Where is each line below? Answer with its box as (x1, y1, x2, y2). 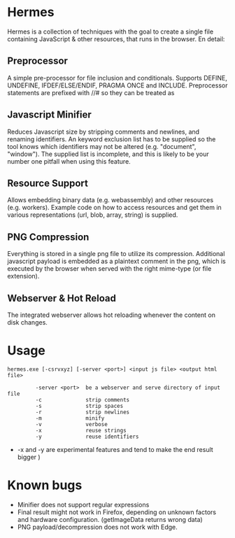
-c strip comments (35, 396, 130, 403)
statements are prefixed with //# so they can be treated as (7, 88, 175, 97)
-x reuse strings (35, 427, 127, 434)
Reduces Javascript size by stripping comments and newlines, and (7, 127, 200, 136)
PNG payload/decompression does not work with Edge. (17, 523, 178, 531)
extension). (7, 272, 40, 281)
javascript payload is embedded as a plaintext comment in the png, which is (7, 257, 226, 266)
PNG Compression (7, 231, 90, 243)
